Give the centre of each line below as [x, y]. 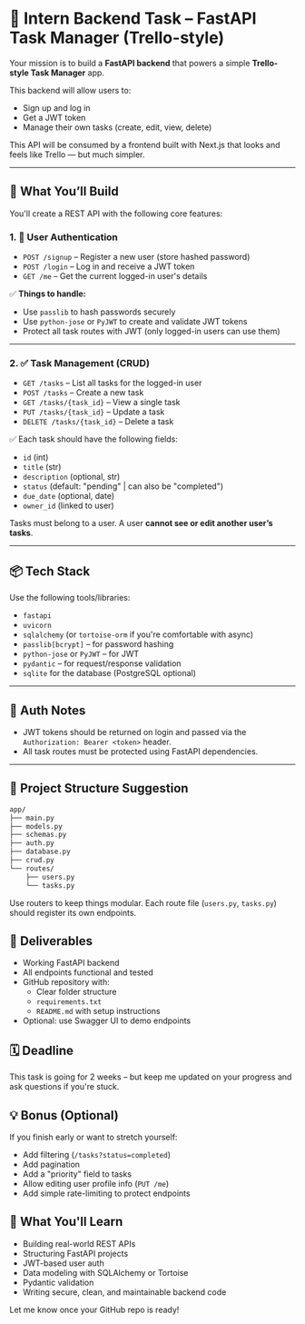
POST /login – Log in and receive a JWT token [108, 266]
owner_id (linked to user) [69, 506]
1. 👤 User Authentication [64, 237]
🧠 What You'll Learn [66, 1222]
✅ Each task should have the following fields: [94, 439]
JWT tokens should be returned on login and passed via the [134, 732]
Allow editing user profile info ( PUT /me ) [96, 1183]
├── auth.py [32, 843]
